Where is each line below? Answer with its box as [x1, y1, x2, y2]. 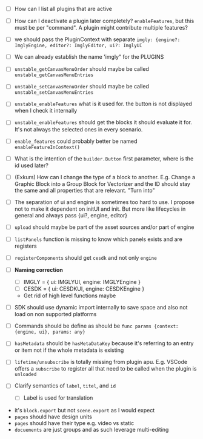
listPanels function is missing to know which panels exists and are [14, 236, 183, 243]
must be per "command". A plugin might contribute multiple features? [14, 24, 188, 31]
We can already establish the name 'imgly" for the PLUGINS [14, 53, 164, 61]
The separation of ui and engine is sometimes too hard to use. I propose [14, 198, 195, 205]
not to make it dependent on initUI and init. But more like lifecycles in [14, 205, 186, 213]
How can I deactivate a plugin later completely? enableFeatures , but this [14, 18, 195, 25]
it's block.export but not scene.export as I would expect [14, 406, 155, 414]
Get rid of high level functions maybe [23, 292, 116, 299]
